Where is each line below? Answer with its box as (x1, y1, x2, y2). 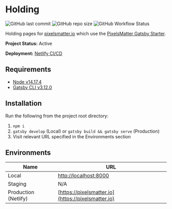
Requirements (5, 65, 51, 74)
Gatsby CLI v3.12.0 (12, 84, 52, 90)
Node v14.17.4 (12, 78, 42, 85)
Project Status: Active (5, 40, 53, 47)
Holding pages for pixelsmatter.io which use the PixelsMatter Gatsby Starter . (5, 30, 166, 36)
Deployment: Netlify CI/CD (5, 50, 62, 56)
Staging (8, 180, 27, 187)
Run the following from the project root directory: (5, 113, 109, 119)
